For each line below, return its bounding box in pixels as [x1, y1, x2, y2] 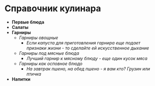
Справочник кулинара [4, 3, 101, 14]
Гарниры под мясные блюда [19, 50, 79, 56]
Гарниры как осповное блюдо [19, 61, 83, 66]
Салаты [11, 24, 29, 30]
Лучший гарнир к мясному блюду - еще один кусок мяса [26, 55, 148, 61]
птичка [26, 71, 41, 77]
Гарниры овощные [19, 35, 58, 41]
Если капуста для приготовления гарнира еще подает [26, 40, 141, 45]
